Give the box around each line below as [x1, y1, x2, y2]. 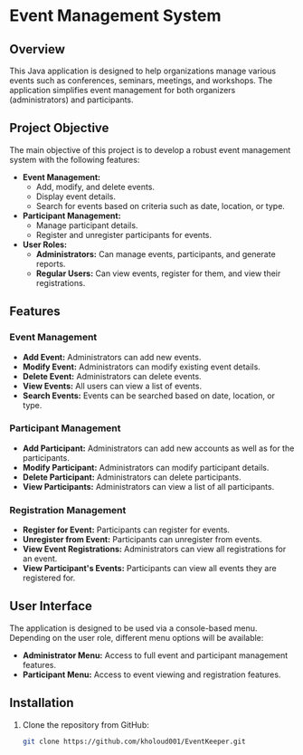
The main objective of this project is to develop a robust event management [9, 144, 291, 155]
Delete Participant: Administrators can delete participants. [22, 472, 241, 483]
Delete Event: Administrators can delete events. [22, 370, 202, 381]
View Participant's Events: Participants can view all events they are [22, 563, 278, 574]
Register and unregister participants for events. [35, 229, 213, 240]
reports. [35, 258, 66, 269]
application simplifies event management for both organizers [9, 85, 236, 95]
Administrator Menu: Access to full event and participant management [22, 649, 289, 661]
